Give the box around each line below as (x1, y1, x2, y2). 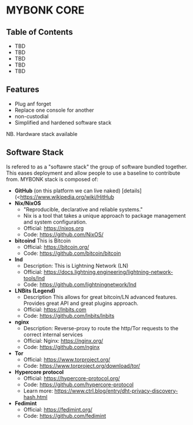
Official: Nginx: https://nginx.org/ (23, 337, 104, 344)
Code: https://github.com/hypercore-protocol (23, 381, 134, 388)
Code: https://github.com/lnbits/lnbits (23, 312, 115, 319)
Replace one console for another (14, 107, 94, 114)
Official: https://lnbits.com (23, 306, 86, 313)
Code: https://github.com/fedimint (23, 412, 107, 419)
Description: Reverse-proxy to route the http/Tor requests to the (23, 324, 178, 331)
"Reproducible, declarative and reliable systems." (23, 205, 143, 213)
